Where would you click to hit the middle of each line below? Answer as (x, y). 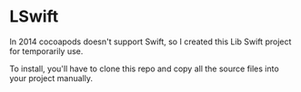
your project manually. (51, 78)
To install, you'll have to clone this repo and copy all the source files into (144, 69)
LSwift (34, 17)
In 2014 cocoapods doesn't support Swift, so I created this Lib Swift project (150, 41)
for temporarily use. (46, 51)
